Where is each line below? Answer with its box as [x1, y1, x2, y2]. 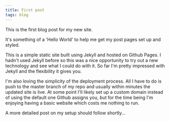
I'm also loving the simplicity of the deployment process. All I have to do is [5, 78, 162, 84]
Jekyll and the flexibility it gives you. [5, 68, 82, 74]
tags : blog [5, 12, 29, 17]
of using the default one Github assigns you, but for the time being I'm [5, 94, 154, 100]
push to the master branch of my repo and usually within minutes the [5, 83, 151, 90]
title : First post [5, 7, 45, 13]
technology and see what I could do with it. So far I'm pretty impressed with [5, 63, 165, 69]
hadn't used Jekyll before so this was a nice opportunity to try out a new [5, 57, 158, 63]
